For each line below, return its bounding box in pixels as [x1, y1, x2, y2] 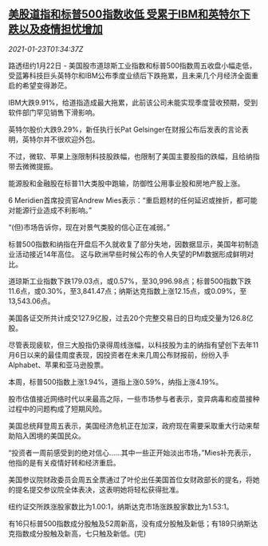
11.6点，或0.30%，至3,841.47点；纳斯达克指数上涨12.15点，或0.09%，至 [8, 286, 247, 295]
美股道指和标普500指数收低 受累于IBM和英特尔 [8, 7, 240, 22]
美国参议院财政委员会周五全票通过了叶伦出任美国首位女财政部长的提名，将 [8, 474, 253, 485]
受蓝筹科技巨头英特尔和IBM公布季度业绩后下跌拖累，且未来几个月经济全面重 [8, 70, 259, 80]
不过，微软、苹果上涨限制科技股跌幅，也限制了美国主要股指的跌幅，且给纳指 [8, 151, 260, 161]
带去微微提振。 [8, 161, 57, 171]
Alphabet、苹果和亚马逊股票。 [8, 360, 108, 370]
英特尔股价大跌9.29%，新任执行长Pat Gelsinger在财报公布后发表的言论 [8, 125, 242, 134]
